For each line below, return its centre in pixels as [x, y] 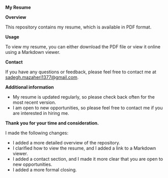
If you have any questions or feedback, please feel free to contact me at [81, 72]
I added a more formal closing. [45, 170]
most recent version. [34, 102]
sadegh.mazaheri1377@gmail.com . [42, 77]
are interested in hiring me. [41, 113]
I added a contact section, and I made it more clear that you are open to [88, 159]
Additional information [30, 87]
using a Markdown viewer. [33, 52]
